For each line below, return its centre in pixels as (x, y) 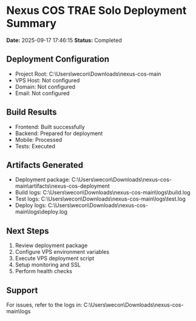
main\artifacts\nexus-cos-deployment (63, 186)
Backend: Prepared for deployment (59, 133)
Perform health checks (44, 271)
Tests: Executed (35, 146)
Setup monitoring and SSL (48, 265)
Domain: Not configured (45, 87)
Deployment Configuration (58, 59)
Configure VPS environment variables (62, 252)
